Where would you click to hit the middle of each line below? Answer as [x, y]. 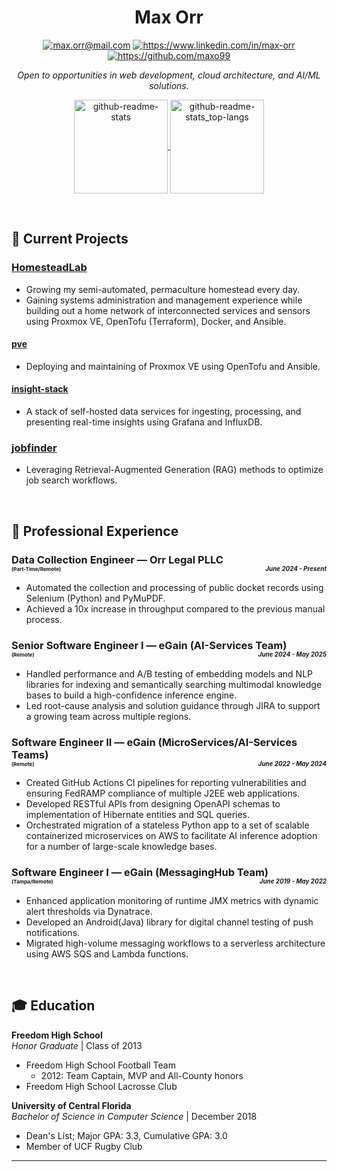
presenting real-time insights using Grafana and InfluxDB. [144, 422]
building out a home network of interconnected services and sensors [168, 310]
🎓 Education [53, 1006]
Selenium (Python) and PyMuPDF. [95, 598]
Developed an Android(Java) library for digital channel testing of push [169, 922]
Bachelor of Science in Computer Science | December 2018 [134, 1116]
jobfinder [34, 448]
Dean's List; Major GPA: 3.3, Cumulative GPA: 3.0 [126, 1135]
